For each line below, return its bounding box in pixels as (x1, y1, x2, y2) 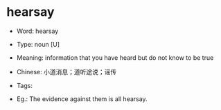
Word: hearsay (16, 27, 59, 35)
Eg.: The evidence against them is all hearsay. (16, 94, 148, 103)
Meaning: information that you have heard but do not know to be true (16, 53, 214, 62)
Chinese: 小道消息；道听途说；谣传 (16, 67, 117, 76)
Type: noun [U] (16, 40, 60, 48)
